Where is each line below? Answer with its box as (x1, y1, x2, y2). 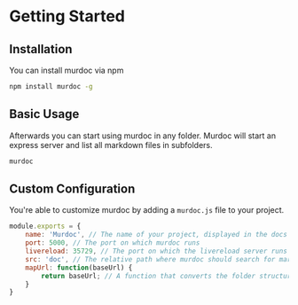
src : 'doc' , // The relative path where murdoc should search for (25, 254, 276, 263)
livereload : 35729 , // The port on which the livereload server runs (25, 246, 288, 255)
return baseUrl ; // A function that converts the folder (41, 271, 255, 280)
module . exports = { (9, 222, 82, 231)
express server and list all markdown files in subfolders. (9, 139, 213, 150)
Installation (9, 42, 73, 57)
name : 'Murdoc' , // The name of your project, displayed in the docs (25, 231, 288, 239)
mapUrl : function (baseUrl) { (25, 263, 133, 272)
